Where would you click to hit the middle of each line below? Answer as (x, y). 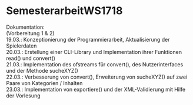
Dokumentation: (26, 27)
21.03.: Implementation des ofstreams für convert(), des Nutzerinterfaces (95, 64)
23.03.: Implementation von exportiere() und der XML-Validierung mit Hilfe (96, 89)
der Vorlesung (23, 96)
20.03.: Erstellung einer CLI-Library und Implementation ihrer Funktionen (94, 52)
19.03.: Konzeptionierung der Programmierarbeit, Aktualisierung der (88, 39)
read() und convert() (31, 58)
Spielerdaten (21, 46)
